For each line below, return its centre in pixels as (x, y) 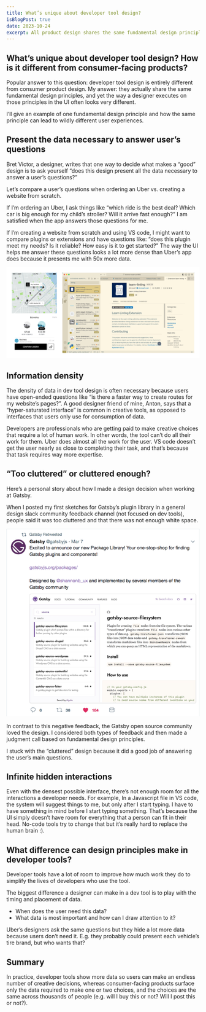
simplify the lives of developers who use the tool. (68, 881)
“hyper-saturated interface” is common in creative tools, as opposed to (96, 410)
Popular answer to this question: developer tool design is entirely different (100, 82)
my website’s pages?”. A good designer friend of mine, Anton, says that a (99, 403)
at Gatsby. (19, 495)
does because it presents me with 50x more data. (69, 259)
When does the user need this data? (61, 911)
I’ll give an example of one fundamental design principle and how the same (101, 114)
